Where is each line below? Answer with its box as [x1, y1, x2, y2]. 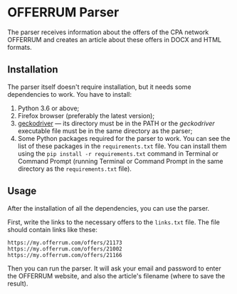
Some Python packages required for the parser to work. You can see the [17, 134, 231, 142]
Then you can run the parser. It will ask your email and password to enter [7, 264, 222, 273]
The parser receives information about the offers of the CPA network [7, 28, 209, 36]
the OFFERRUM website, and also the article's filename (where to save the [7, 271, 226, 280]
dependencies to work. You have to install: [7, 90, 132, 98]
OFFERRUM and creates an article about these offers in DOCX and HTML [7, 35, 222, 43]
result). [7, 279, 28, 288]
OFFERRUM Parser [7, 4, 120, 21]
